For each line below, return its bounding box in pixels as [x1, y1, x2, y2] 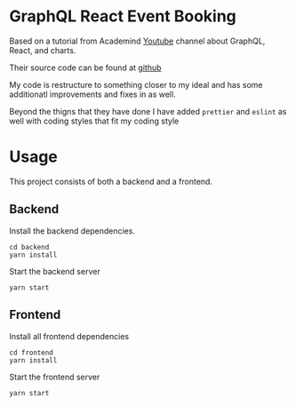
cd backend [9, 243, 50, 251]
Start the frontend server [9, 371, 100, 382]
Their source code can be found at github [9, 62, 162, 73]
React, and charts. [9, 44, 76, 55]
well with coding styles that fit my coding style [9, 115, 180, 126]
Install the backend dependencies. [9, 225, 136, 236]
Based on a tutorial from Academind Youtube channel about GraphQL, [9, 36, 266, 46]
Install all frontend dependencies [9, 330, 130, 341]
